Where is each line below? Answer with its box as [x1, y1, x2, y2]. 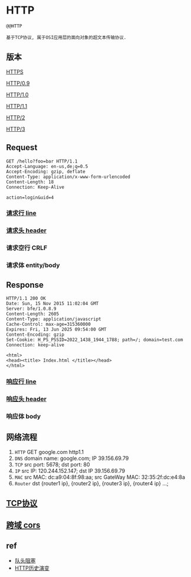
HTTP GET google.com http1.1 [14, 448, 84, 455]
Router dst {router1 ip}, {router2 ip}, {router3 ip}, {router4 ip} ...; [14, 479, 169, 487]
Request [6, 142, 38, 153]
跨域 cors [6, 520, 41, 530]
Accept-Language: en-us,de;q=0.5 [6, 163, 88, 169]
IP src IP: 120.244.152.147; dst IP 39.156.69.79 [14, 467, 126, 474]
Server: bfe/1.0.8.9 [6, 306, 57, 312]
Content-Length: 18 [6, 179, 54, 185]
